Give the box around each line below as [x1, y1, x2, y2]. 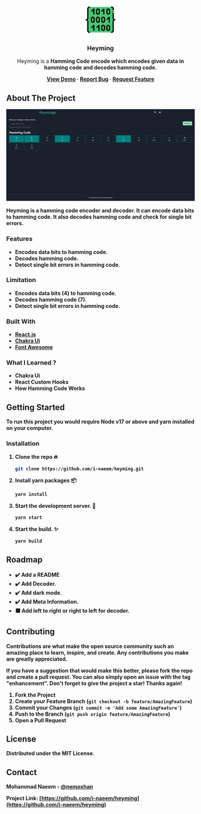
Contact [6, 767, 37, 777]
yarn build [14, 538, 42, 544]
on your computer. [6, 425, 54, 432]
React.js [14, 331, 36, 338]
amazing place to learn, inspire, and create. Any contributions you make [6, 649, 189, 656]
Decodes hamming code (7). [14, 296, 87, 303]
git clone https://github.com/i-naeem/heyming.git [14, 465, 144, 472]
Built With [6, 317, 36, 325]
